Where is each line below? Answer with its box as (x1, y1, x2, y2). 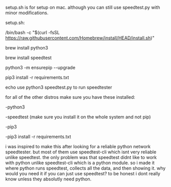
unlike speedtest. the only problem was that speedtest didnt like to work (5, 154, 157, 160)
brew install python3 (5, 45, 48, 50)
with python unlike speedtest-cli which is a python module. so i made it (5, 160, 155, 166)
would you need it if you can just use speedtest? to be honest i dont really (5, 171, 161, 176)
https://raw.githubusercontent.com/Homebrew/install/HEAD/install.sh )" (5, 35, 155, 41)
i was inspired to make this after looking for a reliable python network (5, 144, 151, 149)
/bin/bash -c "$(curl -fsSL (5, 30, 60, 35)
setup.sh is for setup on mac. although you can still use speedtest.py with (5, 5, 160, 10)
